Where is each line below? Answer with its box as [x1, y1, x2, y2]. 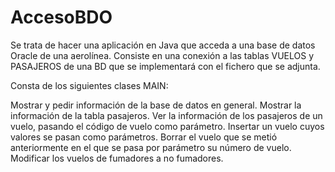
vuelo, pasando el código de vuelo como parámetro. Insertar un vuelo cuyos [10, 120, 325, 132]
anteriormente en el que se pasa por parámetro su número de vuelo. [10, 141, 292, 153]
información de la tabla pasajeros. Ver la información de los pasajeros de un [10, 109, 323, 121]
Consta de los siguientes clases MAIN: [10, 79, 169, 91]
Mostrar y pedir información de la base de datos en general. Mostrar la [10, 99, 302, 111]
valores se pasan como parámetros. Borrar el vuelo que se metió [10, 131, 278, 143]
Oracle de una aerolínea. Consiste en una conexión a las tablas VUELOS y [10, 49, 315, 61]
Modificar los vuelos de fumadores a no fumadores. [10, 152, 224, 164]
